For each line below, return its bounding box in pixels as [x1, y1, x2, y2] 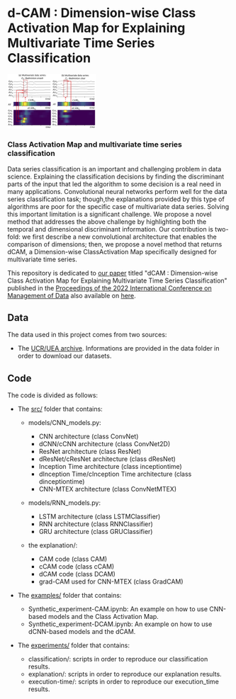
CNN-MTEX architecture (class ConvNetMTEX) [38, 485, 177, 494]
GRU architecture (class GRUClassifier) [38, 528, 153, 536]
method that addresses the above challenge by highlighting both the [7, 217, 207, 226]
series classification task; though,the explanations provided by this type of [7, 195, 225, 203]
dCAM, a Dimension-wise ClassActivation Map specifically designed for [7, 247, 218, 256]
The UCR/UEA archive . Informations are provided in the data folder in [17, 344, 220, 353]
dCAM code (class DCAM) [38, 570, 116, 579]
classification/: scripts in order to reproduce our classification [28, 655, 208, 664]
